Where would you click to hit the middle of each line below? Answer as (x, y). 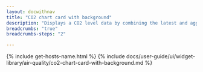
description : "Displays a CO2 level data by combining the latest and (97, 23)
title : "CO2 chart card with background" (59, 17)
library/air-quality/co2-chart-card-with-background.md (75, 63)
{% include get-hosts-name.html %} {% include (66, 56)
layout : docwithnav (31, 12)
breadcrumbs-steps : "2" (36, 34)
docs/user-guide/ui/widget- (160, 56)
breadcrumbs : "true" (32, 28)
